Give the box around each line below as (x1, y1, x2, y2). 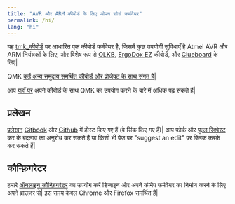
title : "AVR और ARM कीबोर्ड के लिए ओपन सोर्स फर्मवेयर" (7, 10, 142, 18)
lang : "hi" (7, 23, 39, 30)
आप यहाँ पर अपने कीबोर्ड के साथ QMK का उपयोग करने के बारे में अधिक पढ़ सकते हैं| (7, 86, 196, 95)
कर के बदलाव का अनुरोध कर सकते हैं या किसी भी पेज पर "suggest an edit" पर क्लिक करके (7, 134, 221, 142)
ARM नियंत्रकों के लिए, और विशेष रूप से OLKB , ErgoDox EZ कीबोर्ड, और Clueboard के (7, 50, 219, 59)
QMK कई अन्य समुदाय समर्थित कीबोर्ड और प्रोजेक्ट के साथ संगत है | (7, 72, 156, 81)
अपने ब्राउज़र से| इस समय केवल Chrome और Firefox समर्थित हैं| (7, 189, 159, 197)
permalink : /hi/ (7, 17, 55, 24)
